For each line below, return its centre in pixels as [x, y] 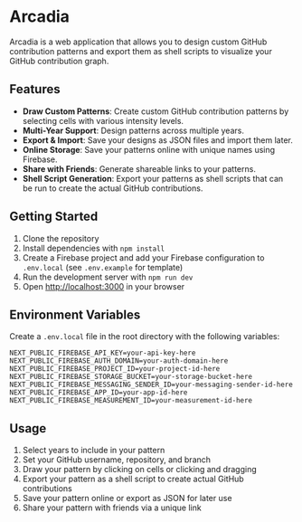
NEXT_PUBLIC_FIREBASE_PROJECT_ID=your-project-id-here [115, 369]
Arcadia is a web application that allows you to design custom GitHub [138, 42]
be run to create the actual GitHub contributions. [113, 188]
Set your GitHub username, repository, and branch [116, 460]
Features [35, 89]
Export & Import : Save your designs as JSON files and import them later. [158, 140]
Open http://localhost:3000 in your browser [104, 286]
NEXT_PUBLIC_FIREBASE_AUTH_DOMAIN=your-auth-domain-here [119, 361]
